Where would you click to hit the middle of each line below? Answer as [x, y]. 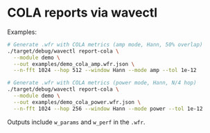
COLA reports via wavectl [82, 13]
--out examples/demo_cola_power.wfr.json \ [77, 102]
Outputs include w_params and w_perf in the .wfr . [76, 122]
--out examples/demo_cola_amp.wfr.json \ [74, 64]
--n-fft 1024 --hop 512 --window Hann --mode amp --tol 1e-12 [105, 71]
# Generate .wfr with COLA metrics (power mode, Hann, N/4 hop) [102, 83]
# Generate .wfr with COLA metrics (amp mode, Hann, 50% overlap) [105, 44]
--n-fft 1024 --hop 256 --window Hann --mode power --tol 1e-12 [108, 109]
